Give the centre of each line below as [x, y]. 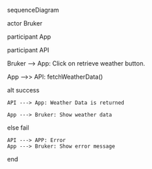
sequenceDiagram [33, 10]
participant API [28, 50]
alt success [23, 90]
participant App [29, 37]
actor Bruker [25, 23]
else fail [18, 128]
